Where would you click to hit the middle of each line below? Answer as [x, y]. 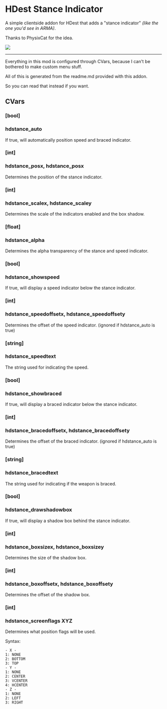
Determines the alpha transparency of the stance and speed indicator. [77, 251]
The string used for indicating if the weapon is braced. [61, 483]
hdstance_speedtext [31, 356]
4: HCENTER [16, 685]
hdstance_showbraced [34, 394]
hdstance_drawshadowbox [39, 510]
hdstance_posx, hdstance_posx [45, 166]
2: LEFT [13, 698]
